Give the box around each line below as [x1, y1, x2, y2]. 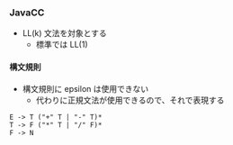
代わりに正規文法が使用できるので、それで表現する [35, 95, 225, 105]
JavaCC [9, 6, 45, 19]
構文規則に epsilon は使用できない [22, 83, 149, 94]
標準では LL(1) [35, 39, 88, 50]
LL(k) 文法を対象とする [22, 28, 108, 39]
